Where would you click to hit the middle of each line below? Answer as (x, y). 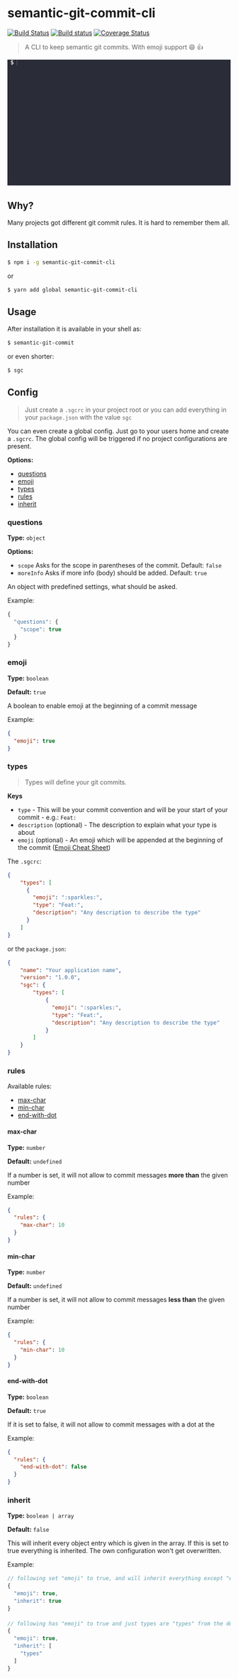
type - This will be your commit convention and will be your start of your (123, 809)
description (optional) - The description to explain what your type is (117, 825)
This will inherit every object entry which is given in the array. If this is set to (118, 1543)
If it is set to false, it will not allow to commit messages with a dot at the (111, 1424)
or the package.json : (37, 949)
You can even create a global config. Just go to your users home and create (118, 431)
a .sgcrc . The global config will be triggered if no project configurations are (118, 438)
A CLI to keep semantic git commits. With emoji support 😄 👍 (114, 47)
